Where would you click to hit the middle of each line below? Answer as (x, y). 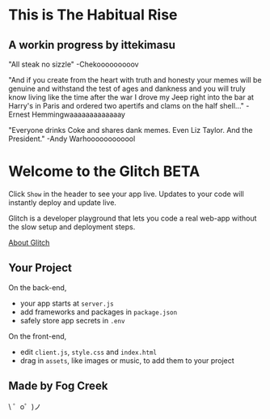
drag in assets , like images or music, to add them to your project (127, 360)
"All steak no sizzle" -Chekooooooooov (74, 64)
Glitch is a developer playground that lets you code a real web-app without (133, 218)
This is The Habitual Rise (93, 15)
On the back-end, (38, 287)
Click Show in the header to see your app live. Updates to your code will (126, 194)
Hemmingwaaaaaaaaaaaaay (78, 114)
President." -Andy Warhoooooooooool (72, 139)
